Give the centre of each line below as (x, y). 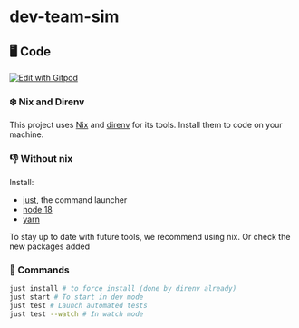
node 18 (37, 209)
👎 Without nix (41, 159)
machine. (27, 134)
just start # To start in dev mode (77, 297)
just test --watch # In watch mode (77, 314)
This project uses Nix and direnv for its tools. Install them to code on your (146, 125)
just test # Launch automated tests (78, 305)
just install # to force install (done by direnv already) (123, 288)
